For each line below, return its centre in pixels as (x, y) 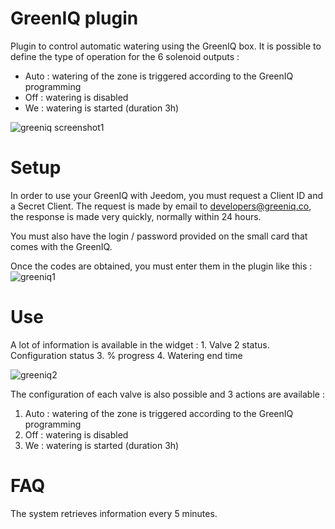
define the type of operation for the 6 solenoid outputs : (125, 56)
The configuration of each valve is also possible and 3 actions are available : (167, 394)
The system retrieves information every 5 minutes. (114, 513)
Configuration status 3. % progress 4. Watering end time (126, 355)
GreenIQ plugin (74, 18)
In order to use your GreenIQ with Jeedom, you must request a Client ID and (167, 195)
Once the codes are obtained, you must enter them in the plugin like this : (161, 266)
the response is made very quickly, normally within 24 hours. (136, 216)
